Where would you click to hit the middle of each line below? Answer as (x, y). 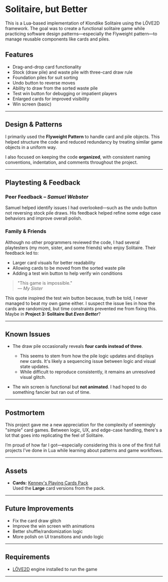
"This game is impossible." (45, 283)
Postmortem (25, 413)
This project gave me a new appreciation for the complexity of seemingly (80, 425)
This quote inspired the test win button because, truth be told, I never (76, 298)
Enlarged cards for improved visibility (51, 99)
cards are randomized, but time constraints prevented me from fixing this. (81, 308)
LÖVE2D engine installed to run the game (55, 569)
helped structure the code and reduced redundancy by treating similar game (84, 142)
